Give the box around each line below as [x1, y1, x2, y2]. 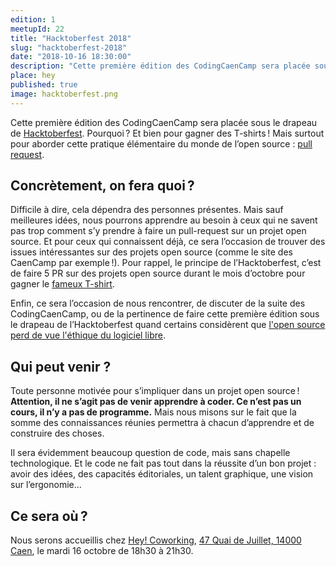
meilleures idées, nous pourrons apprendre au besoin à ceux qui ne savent [10, 214, 318, 226]
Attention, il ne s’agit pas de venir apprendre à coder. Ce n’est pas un [10, 396, 302, 408]
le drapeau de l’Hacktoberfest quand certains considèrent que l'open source [10, 319, 326, 331]
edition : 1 [10, 14, 56, 25]
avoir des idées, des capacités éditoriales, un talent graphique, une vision [10, 468, 314, 480]
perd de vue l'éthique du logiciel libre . [10, 329, 166, 341]
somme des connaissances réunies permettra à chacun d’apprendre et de [10, 417, 315, 429]
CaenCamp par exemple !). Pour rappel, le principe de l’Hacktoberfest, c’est [10, 257, 322, 269]
